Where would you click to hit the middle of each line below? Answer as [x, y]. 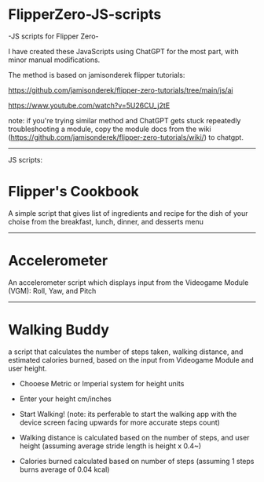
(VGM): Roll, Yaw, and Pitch [52, 290]
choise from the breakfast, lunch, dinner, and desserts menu [106, 221]
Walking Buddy [59, 330]
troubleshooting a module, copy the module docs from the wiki [110, 129]
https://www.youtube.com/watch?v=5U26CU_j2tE [89, 105]
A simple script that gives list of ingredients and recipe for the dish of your [128, 213]
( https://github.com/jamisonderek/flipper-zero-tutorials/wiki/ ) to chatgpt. [126, 137]
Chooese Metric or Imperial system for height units [102, 383]
